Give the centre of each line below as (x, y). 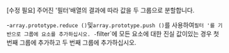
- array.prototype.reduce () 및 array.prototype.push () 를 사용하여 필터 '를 (111, 25)
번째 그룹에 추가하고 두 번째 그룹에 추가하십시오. (72, 43)
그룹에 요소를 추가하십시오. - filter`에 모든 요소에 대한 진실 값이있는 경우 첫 (121, 34)
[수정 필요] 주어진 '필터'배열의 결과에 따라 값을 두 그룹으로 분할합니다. (101, 10)
